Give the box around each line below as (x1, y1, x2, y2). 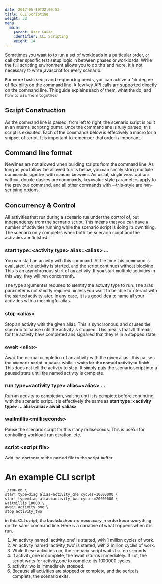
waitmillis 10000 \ (5, 500, 44, 505)
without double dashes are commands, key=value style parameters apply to (5, 177, 156, 183)
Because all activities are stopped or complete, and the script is (12, 568, 139, 574)
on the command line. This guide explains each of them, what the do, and (5, 87, 151, 93)
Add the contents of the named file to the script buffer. (5, 455, 114, 460)
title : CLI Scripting (5, 12, 49, 16)
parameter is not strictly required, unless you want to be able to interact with (5, 288, 157, 294)
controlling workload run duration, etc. (5, 432, 81, 438)
